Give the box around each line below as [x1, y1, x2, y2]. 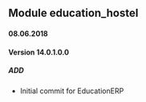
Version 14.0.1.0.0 [8, 47, 70, 57]
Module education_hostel [8, 6, 139, 20]
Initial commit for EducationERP [19, 86, 124, 96]
